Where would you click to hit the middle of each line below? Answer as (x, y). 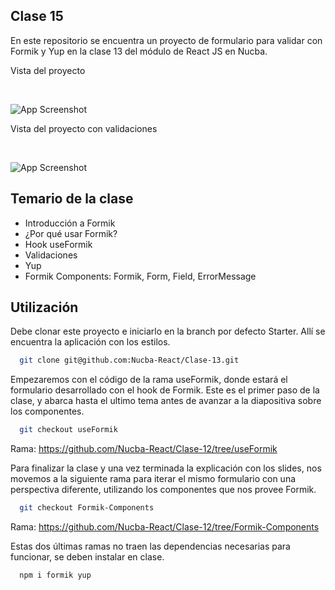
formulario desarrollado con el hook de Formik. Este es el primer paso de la (165, 390)
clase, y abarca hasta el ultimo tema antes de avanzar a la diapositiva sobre (166, 401)
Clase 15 (37, 16)
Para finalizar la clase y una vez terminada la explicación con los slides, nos (166, 468)
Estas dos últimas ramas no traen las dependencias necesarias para (150, 546)
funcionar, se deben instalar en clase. (87, 557)
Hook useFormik (58, 244)
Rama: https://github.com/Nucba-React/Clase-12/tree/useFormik (144, 449)
